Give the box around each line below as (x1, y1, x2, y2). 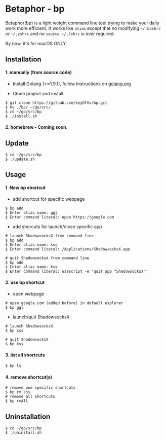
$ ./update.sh (5, 157, 35, 162)
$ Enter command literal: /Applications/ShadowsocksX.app (5, 246, 130, 251)
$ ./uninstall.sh (5, 430, 42, 435)
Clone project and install (12, 90, 64, 96)
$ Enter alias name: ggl (5, 210, 58, 215)
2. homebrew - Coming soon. (5, 124, 68, 130)
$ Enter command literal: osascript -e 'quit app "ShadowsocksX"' (5, 269, 148, 274)
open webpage (12, 290, 45, 297)
